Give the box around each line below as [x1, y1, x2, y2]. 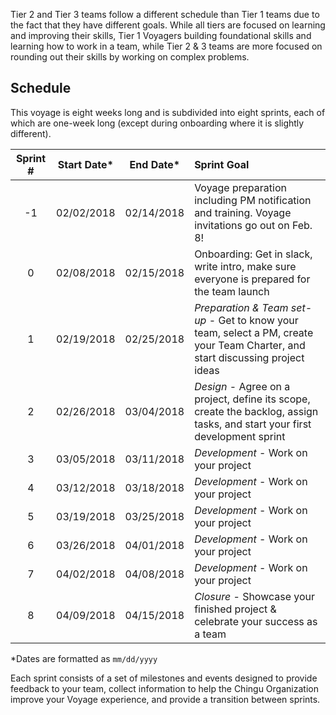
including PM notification [194, 193, 312, 207]
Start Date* [57, 157, 114, 171]
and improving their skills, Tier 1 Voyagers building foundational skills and [10, 30, 312, 41]
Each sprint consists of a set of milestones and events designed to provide [10, 672, 318, 684]
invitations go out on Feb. [194, 218, 313, 232]
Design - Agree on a [194, 379, 291, 393]
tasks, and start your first [194, 417, 312, 431]
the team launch [194, 284, 270, 298]
